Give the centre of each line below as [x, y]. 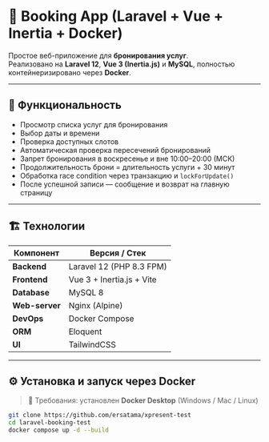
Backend [29, 266]
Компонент [36, 253]
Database [31, 292]
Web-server [37, 305]
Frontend [30, 279]
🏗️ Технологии [47, 226]
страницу [36, 192]
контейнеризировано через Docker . [70, 72]
